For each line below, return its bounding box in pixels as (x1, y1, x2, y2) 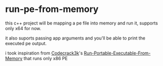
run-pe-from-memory (5, 3, 99, 15)
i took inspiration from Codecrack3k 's (5, 50, 83, 56)
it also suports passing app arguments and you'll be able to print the (5, 35, 145, 41)
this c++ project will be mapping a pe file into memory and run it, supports (5, 20, 158, 26)
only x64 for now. (5, 25, 41, 31)
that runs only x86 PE (23, 55, 68, 61)
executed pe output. (5, 40, 47, 46)
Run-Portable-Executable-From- (83, 50, 151, 56)
